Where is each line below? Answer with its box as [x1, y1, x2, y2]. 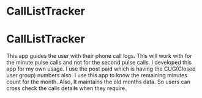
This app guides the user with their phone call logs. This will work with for [6, 52, 193, 60]
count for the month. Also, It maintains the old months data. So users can [6, 78, 191, 86]
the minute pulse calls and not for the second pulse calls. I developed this [6, 59, 192, 66]
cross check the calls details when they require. [6, 85, 127, 92]
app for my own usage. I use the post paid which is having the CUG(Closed [6, 65, 196, 72]
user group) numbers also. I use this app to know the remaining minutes [6, 72, 188, 79]
